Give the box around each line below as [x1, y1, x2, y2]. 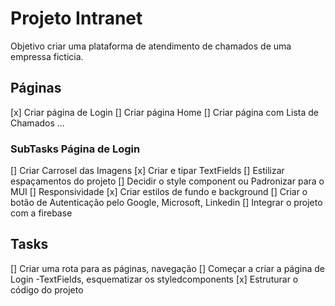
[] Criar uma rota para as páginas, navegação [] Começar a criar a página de [10, 262, 326, 274]
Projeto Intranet [10, 7, 143, 30]
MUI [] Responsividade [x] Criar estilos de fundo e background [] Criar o [10, 186, 308, 198]
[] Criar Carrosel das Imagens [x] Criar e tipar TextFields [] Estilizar [10, 165, 285, 177]
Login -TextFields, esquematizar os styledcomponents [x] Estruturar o [10, 273, 299, 285]
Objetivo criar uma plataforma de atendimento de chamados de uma [10, 40, 292, 52]
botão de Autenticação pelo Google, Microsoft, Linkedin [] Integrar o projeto [10, 197, 323, 209]
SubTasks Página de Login [10, 142, 141, 156]
